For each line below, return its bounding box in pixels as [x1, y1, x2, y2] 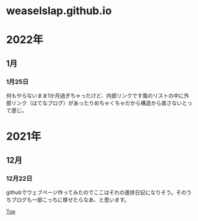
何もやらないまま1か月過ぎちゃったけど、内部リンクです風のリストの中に [6, 92, 184, 99]
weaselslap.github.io [6, 4, 112, 18]
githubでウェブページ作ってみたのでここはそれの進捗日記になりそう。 [6, 188, 176, 196]
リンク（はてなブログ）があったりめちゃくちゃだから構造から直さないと [11, 99, 187, 107]
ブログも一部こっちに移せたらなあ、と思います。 [11, 196, 130, 203]
